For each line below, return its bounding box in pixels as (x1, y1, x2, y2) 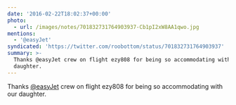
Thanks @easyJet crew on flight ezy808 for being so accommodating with (7, 82, 223, 90)
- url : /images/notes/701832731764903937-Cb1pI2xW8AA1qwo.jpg (13, 23, 199, 30)
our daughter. (7, 89, 47, 98)
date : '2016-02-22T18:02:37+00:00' (7, 10, 112, 18)
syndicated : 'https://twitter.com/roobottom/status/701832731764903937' (7, 43, 225, 50)
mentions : (7, 30, 37, 37)
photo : (7, 17, 27, 24)
